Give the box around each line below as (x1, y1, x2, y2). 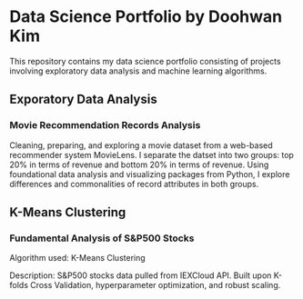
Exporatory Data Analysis (9, 92, 157, 107)
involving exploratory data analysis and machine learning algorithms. (9, 65, 268, 76)
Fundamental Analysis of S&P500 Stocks (9, 232, 195, 244)
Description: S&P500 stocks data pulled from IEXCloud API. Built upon (9, 270, 272, 281)
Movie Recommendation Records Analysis (9, 119, 201, 132)
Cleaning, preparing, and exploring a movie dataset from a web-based (9, 139, 273, 151)
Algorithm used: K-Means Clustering (9, 253, 146, 264)
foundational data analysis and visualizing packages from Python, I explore (9, 168, 290, 179)
